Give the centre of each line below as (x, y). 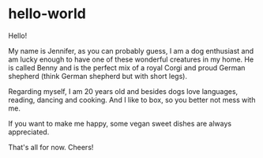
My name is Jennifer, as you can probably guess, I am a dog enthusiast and (131, 51)
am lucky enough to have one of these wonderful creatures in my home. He (131, 59)
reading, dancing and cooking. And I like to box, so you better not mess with (132, 100)
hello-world (47, 14)
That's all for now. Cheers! (51, 147)
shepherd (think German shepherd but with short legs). (98, 76)
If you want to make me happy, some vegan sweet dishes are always (120, 123)
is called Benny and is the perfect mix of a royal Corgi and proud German (127, 67)
